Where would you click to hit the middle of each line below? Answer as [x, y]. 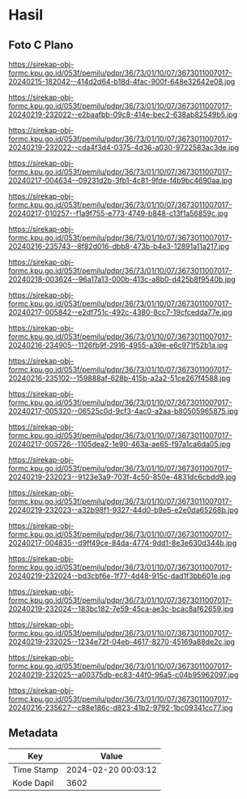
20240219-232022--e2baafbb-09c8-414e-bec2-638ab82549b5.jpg [123, 114]
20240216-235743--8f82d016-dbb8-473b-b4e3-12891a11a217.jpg [119, 246]
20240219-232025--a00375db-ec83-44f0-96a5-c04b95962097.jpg [123, 674]
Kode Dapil [33, 783]
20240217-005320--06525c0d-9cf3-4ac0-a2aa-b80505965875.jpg [123, 411]
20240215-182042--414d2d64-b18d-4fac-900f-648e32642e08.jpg [122, 82]
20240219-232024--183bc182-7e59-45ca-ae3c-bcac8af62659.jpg [121, 609]
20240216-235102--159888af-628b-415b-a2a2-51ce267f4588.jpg [119, 378]
